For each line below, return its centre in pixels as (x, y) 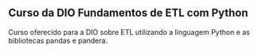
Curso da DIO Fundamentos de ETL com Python (128, 13)
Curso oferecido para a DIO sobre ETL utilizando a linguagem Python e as (129, 32)
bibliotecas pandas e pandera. (58, 40)
